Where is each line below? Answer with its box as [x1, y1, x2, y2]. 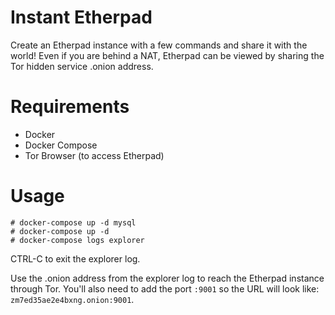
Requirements [10, 96, 130, 118]
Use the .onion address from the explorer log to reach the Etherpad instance [10, 272, 325, 284]
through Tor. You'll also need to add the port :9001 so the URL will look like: [10, 282, 320, 295]
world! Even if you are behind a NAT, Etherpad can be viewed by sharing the [10, 49, 325, 61]
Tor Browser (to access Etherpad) [24, 149, 165, 161]
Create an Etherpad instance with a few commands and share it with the [10, 39, 308, 51]
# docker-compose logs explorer [10, 235, 145, 245]
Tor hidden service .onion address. [10, 60, 154, 72]
